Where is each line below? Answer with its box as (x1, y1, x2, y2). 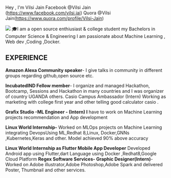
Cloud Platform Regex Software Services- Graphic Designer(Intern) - (5, 156, 153, 162)
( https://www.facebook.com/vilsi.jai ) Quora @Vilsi (5, 10, 111, 16)
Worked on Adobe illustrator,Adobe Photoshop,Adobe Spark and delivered (5, 161, 163, 167)
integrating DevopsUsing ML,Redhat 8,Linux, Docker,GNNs (5, 129, 130, 135)
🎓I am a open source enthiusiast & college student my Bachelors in (11, 26, 156, 32)
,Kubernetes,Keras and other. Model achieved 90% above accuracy (5, 135, 148, 141)
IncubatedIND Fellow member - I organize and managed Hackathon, (5, 82, 150, 89)
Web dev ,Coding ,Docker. (5, 38, 61, 45)
